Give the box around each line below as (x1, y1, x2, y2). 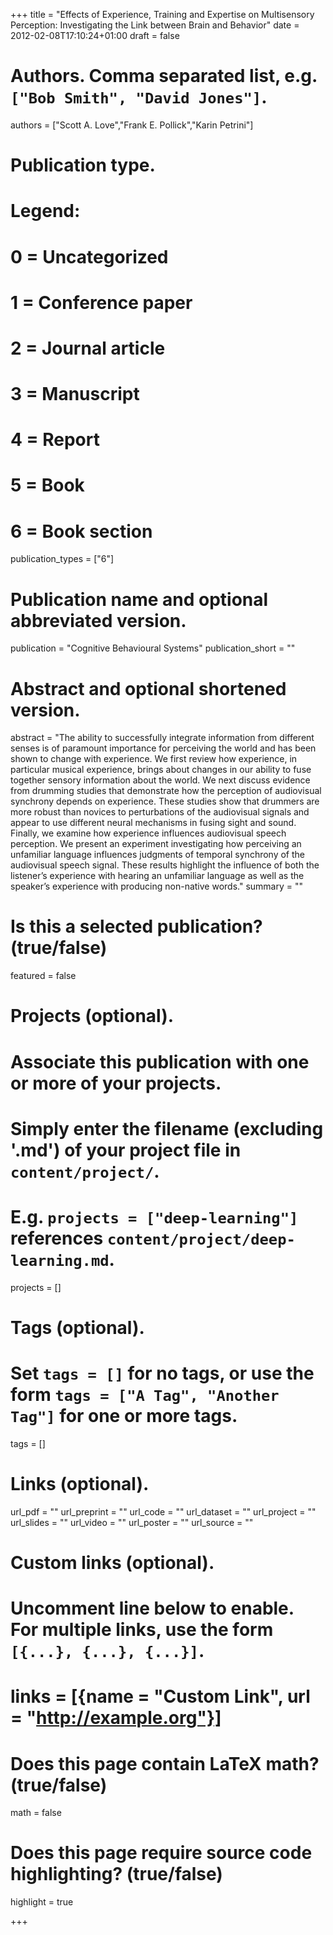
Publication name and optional (10, 588, 269, 611)
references (10, 1227, 104, 1249)
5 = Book (10, 474, 85, 497)
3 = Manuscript (10, 383, 140, 406)
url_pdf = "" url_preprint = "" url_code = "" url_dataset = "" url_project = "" (10, 1505, 317, 1518)
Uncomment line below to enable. (10, 1597, 295, 1620)
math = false (10, 1807, 62, 1819)
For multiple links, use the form (10, 1619, 274, 1641)
